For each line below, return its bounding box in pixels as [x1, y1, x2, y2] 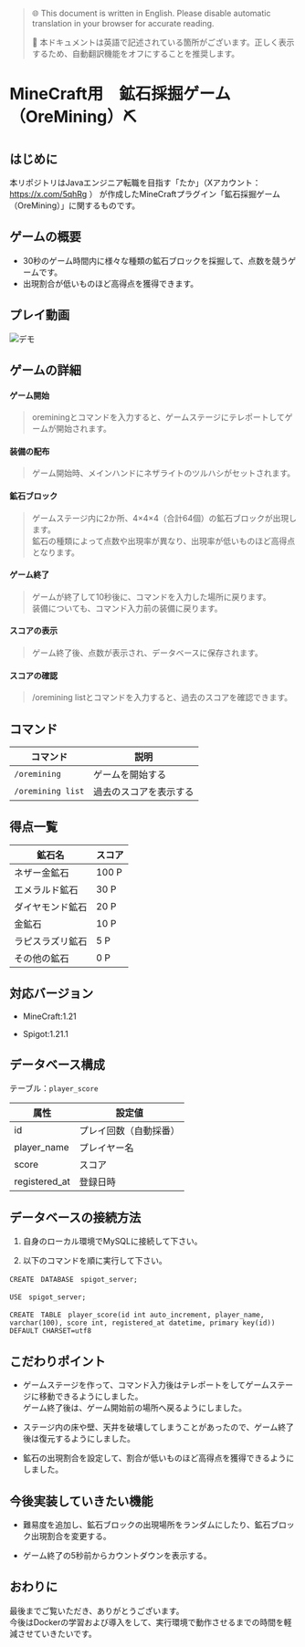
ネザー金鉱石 [14, 866, 70, 879]
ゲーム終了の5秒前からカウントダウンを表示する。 [22, 1549, 212, 1560]
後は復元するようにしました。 [22, 1433, 135, 1444]
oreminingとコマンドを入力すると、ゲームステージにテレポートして [31, 412, 285, 423]
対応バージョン [9, 986, 94, 1002]
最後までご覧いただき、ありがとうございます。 [9, 1605, 184, 1616]
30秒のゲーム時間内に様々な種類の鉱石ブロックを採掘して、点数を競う [22, 255, 289, 266]
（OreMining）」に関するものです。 [9, 200, 141, 211]
